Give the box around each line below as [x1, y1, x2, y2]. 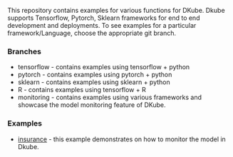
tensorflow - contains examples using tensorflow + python [17, 63, 190, 71]
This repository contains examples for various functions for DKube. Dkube [7, 6, 226, 14]
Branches [7, 46, 41, 56]
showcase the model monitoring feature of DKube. [17, 101, 166, 109]
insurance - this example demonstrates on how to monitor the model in [17, 135, 226, 143]
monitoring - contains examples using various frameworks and [17, 93, 202, 102]
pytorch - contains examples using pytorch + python [17, 71, 172, 79]
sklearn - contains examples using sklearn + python [17, 78, 170, 86]
